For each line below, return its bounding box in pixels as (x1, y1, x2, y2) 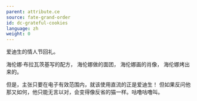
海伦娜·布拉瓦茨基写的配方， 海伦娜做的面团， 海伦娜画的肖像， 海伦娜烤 (6, 61, 185, 68)
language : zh (6, 25, 39, 32)
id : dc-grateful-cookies (6, 20, 68, 26)
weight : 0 (6, 31, 31, 37)
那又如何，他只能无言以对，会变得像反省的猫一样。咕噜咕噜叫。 (6, 88, 163, 96)
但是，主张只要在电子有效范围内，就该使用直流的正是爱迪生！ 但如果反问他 (6, 81, 191, 88)
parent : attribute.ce (6, 8, 60, 15)
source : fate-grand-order (6, 14, 70, 20)
